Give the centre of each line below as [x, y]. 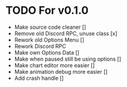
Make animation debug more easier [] [61, 71]
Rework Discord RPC [40, 46]
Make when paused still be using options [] [68, 59]
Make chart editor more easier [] [54, 65]
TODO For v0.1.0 [47, 10]
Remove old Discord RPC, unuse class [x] [66, 33]
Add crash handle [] [39, 78]
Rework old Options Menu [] [49, 40]
